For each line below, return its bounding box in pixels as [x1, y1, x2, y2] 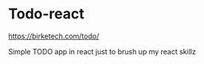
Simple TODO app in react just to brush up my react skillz [8, 46, 197, 56]
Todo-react [8, 5, 85, 23]
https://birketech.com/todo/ [8, 31, 100, 41]
